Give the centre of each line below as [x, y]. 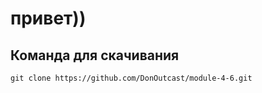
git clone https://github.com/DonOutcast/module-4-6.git [131, 78]
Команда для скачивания [95, 55]
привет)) [48, 18]
